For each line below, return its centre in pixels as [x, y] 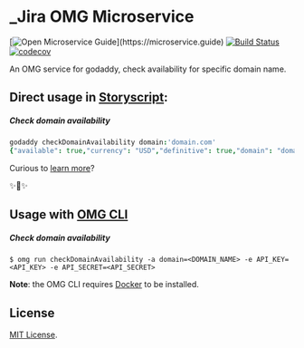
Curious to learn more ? [52, 169]
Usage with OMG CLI [69, 215]
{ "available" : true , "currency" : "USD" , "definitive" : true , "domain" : [141, 151]
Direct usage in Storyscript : [89, 97]
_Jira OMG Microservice [102, 17]
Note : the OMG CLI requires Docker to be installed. [104, 285]
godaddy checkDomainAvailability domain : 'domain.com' [113, 142]
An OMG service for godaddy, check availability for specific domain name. [148, 69]
